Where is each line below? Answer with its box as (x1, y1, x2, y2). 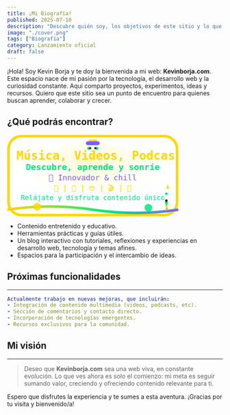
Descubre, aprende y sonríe (25, 161, 160, 172)
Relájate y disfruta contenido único (20, 193, 166, 202)
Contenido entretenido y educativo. (16, 222, 118, 230)
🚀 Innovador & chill (49, 172, 137, 182)
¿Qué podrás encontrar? (7, 116, 114, 128)
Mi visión (7, 340, 47, 352)
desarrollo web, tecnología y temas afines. (16, 244, 137, 252)
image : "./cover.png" (7, 29, 69, 36)
